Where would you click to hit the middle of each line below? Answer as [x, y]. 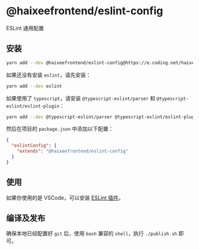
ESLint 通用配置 [25, 28]
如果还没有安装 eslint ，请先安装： [49, 75]
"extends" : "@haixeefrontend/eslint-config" [73, 151]
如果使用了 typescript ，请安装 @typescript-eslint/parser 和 [81, 98]
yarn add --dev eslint [34, 86]
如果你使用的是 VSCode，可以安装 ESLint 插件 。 [65, 198]
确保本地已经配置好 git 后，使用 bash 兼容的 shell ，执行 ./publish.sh [92, 233]
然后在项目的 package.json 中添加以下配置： [60, 129]
